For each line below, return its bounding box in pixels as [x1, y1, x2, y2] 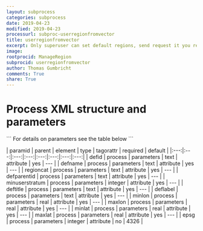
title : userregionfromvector [6, 37, 80, 43]
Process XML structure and [6, 102, 147, 116]
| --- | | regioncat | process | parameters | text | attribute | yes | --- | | [6, 166, 178, 174]
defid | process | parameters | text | [89, 154, 178, 161]
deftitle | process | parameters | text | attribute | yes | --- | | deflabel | [6, 186, 178, 193]
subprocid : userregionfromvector [6, 59, 91, 65]
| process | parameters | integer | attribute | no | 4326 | [6, 218, 143, 225]
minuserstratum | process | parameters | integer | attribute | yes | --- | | [6, 179, 183, 186]
